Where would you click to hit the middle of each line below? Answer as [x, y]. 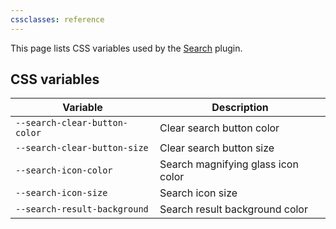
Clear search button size [217, 148]
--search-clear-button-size [82, 148]
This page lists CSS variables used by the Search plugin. [126, 48]
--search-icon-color [64, 170]
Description [240, 108]
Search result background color [233, 209]
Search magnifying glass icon [229, 164]
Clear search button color [219, 128]
